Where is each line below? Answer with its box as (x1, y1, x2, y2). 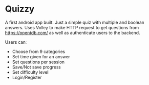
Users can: (5, 39, 27, 45)
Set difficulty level (12, 69, 49, 75)
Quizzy (5, 3, 35, 15)
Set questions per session (12, 59, 65, 65)
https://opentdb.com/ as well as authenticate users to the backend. (5, 30, 140, 35)
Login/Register (12, 74, 42, 80)
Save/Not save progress (12, 64, 61, 70)
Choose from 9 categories (12, 49, 65, 54)
